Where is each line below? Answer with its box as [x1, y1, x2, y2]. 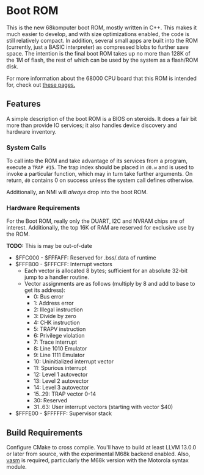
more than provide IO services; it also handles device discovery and [6, 121, 177, 129]
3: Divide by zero [33, 313, 76, 320]
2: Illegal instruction [33, 306, 84, 313]
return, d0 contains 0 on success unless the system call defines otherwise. [6, 176, 194, 184]
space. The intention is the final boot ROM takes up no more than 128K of [6, 49, 191, 57]
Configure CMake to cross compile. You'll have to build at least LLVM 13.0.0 [6, 444, 197, 451]
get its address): [24, 286, 66, 294]
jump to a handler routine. [24, 274, 90, 281]
